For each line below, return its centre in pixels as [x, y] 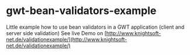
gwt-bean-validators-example [81, 11]
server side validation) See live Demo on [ [56, 33]
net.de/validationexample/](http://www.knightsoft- [67, 39]
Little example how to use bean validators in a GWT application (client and [95, 27]
